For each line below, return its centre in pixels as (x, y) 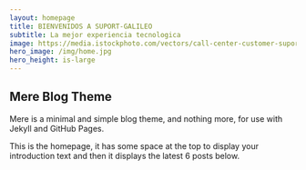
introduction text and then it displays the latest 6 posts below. (124, 155)
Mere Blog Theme (61, 97)
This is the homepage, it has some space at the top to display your (134, 145)
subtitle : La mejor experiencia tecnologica (95, 35)
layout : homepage (42, 18)
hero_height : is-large (52, 60)
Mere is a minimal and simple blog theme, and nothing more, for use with (146, 118)
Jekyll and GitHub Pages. (57, 128)
